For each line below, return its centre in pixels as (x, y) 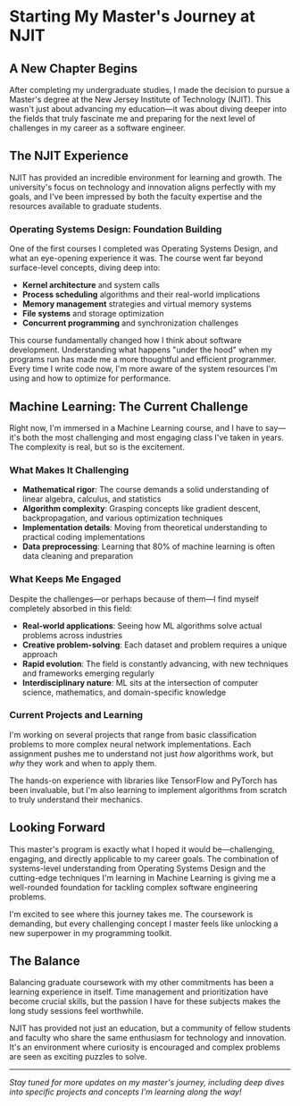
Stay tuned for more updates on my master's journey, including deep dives (147, 1083)
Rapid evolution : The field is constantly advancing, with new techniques (155, 663)
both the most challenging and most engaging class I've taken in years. (153, 437)
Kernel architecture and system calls (91, 285)
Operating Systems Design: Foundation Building (116, 229)
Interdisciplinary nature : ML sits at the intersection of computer (140, 682)
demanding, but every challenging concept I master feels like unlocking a (144, 924)
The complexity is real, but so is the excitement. (97, 447)
